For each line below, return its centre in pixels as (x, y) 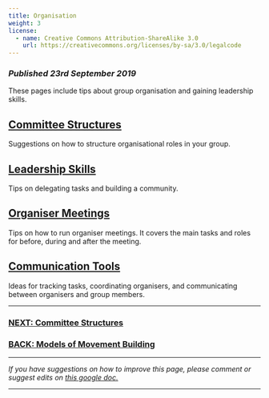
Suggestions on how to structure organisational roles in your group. (119, 144)
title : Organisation (43, 16)
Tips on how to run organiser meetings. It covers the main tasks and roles (129, 232)
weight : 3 (25, 23)
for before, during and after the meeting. (75, 241)
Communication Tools (64, 266)
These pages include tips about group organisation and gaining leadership (131, 91)
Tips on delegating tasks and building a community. (93, 188)
